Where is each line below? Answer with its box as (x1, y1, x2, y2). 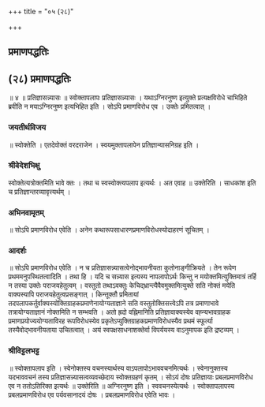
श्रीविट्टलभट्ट (8, 345, 39, 357)
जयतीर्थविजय (8, 122, 46, 133)
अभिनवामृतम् (8, 207, 44, 218)
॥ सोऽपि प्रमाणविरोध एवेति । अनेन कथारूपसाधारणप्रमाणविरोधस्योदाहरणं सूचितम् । (8, 225, 211, 235)
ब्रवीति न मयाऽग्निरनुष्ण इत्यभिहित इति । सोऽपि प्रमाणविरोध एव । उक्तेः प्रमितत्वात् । (8, 102, 211, 111)
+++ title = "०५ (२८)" (8, 7, 74, 16)
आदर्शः (8, 245, 27, 256)
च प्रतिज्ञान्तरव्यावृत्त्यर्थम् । (8, 187, 71, 196)
